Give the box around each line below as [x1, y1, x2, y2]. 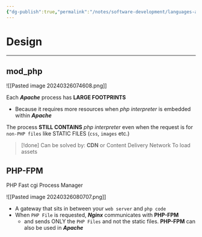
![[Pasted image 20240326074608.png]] [6, 82, 107, 89]
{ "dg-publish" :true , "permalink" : [6, 8, 90, 15]
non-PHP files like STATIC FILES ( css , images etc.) [6, 130, 130, 137]
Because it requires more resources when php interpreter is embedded [14, 106, 191, 113]
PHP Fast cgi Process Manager [6, 182, 83, 189]
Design [6, 34, 43, 48]
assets [20, 148, 38, 156]
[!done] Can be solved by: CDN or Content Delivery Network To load [20, 142, 191, 149]
